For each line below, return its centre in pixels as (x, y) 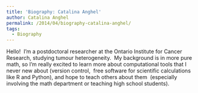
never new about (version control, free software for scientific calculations (99, 71)
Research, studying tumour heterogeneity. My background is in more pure (99, 58)
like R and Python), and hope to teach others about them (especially (92, 77)
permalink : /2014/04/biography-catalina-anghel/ (69, 23)
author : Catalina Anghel (38, 18)
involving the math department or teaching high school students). (88, 84)
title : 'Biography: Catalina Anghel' (54, 12)
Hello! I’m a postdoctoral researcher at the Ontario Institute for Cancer (94, 51)
